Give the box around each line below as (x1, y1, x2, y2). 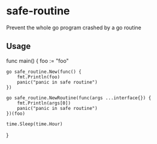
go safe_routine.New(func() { (6, 69, 82, 75)
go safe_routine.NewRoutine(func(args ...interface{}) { (6, 94, 152, 101)
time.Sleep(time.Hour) (6, 121, 63, 127)
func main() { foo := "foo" (6, 57, 69, 64)
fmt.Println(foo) (17, 73, 61, 80)
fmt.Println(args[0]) (17, 100, 71, 106)
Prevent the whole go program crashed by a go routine (6, 24, 142, 31)
